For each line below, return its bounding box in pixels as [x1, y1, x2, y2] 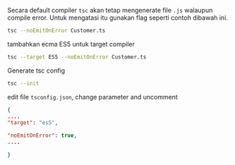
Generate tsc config [7, 66, 66, 75]
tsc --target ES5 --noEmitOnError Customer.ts [7, 53, 147, 61]
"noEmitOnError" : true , [7, 132, 78, 140]
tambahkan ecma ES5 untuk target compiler [7, 39, 135, 48]
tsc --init [7, 80, 40, 87]
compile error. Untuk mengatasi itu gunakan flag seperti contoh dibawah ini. [7, 13, 228, 22]
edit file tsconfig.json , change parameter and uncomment [7, 92, 178, 101]
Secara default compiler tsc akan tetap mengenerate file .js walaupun [7, 6, 213, 14]
